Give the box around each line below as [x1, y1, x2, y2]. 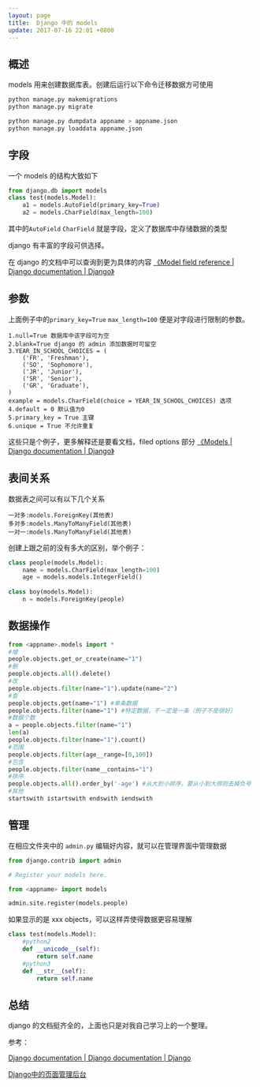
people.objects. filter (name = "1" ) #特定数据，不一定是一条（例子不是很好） [8, 707, 236, 714]
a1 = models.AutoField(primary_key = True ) [22, 201, 160, 209]
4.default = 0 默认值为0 [8, 405, 85, 413]
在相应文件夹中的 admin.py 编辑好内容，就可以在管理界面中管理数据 [8, 841, 227, 850]
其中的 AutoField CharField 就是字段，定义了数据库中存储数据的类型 [8, 224, 228, 233]
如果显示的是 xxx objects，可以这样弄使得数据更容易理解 [8, 915, 193, 924]
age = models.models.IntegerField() [22, 573, 143, 581]
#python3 [22, 960, 51, 968]
